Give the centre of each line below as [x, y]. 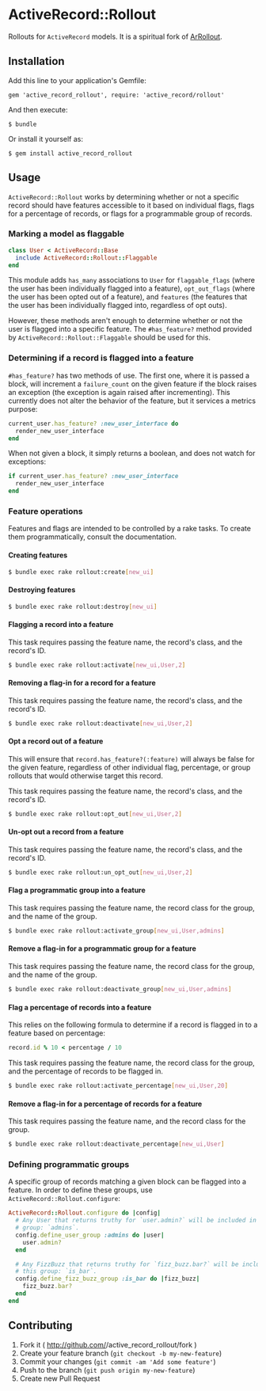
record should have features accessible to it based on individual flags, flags [131, 205]
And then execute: [38, 109]
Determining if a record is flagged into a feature [101, 358]
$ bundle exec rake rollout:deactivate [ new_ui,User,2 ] [101, 723]
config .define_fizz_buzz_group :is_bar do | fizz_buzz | [108, 1279]
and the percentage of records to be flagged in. [86, 1071]
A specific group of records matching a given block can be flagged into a [127, 1182]
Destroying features [42, 590]
